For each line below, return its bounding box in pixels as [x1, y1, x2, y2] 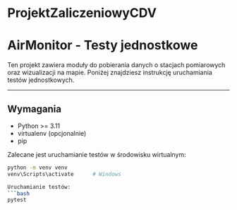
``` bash [7, 189, 30, 197]
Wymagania [7, 103, 62, 115]
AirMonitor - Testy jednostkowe [7, 37, 198, 54]
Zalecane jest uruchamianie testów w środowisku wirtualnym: [7, 150, 187, 158]
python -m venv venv [7, 164, 68, 171]
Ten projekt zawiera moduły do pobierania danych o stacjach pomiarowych [7, 61, 226, 69]
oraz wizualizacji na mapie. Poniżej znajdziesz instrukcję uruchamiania [7, 69, 213, 77]
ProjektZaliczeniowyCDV [7, 5, 157, 21]
